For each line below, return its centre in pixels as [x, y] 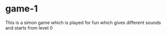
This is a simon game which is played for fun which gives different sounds [83, 22]
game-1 [22, 9]
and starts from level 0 [29, 27]
